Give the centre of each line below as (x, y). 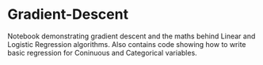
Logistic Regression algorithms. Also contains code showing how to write (127, 44)
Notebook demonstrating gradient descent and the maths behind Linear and (131, 36)
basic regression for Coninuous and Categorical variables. (102, 52)
